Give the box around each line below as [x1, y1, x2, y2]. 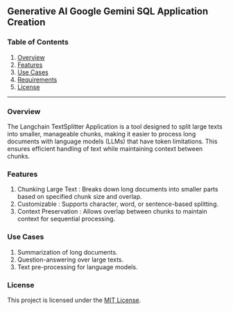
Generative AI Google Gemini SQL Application [7, 6, 209, 17]
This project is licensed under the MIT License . [7, 296, 141, 304]
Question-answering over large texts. [17, 255, 124, 264]
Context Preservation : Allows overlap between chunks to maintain [17, 207, 208, 216]
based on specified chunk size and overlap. [17, 193, 142, 201]
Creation [7, 17, 46, 29]
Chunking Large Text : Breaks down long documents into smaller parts [17, 185, 218, 193]
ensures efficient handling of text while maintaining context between [7, 144, 203, 152]
